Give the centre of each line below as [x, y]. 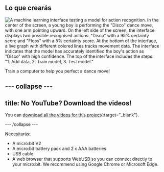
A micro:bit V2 [27, 144]
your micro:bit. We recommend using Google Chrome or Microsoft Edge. [85, 164]
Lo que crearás [28, 8]
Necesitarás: [18, 134]
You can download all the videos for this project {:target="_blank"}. [72, 115]
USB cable [23, 154]
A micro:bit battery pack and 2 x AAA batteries [59, 148]
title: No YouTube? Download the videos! [69, 103]
